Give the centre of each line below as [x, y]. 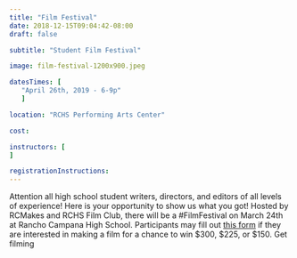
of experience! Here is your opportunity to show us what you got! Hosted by [149, 206]
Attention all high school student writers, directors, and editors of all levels [146, 197]
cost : [19, 131]
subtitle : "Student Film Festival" [75, 50]
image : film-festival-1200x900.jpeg [77, 66]
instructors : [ [37, 147]
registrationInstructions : [59, 171]
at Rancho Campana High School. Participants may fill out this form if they [145, 225]
